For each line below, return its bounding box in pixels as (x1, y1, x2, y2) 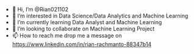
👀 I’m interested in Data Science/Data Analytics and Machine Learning (12, 12, 189, 19)
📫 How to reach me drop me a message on (12, 32, 122, 39)
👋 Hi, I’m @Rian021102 (12, 6, 69, 13)
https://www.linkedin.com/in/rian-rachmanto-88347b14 (12, 41, 152, 48)
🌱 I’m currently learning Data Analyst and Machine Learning (12, 19, 162, 25)
